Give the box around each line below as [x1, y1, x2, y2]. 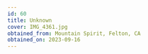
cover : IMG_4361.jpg [7, 23, 69, 30]
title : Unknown [7, 17, 52, 24]
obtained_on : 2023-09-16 [7, 36, 81, 43]
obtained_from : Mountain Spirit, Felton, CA [7, 29, 141, 37]
